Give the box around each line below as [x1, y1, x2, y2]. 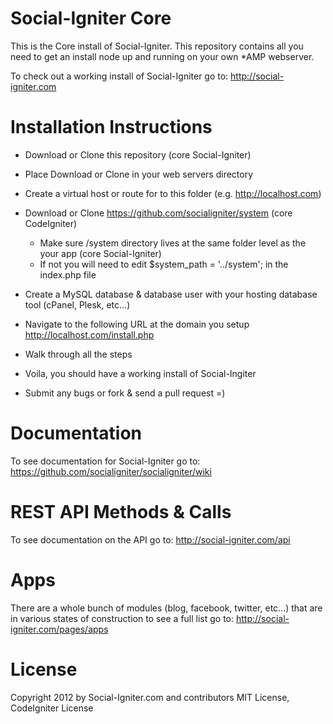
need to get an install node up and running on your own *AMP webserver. [10, 50, 315, 62]
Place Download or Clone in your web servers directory [24, 168, 254, 180]
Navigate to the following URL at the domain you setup [24, 318, 250, 330]
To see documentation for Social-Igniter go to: [10, 455, 201, 467]
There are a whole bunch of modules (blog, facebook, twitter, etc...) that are [10, 602, 323, 614]
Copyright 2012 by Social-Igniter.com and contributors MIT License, [10, 691, 290, 703]
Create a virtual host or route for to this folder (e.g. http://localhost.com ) [24, 187, 322, 199]
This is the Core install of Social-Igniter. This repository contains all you [10, 40, 304, 52]
